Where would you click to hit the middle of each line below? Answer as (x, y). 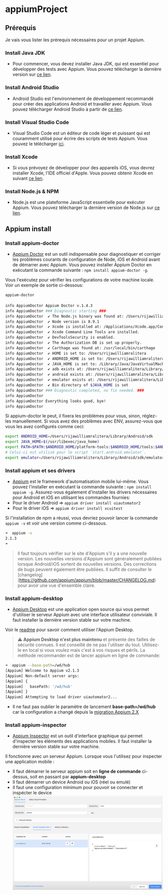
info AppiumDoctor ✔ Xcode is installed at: (53, 327)
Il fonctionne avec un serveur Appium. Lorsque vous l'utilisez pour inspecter (84, 756)
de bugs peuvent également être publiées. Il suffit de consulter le (84, 569)
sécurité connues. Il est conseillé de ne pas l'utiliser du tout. (79, 645)
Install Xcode (21, 157)
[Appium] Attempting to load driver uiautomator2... (61, 697)
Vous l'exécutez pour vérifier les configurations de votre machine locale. (80, 280)
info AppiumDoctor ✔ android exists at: (49, 375)
